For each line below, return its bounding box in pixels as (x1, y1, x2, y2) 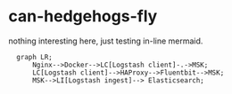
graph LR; (16, 52, 53, 61)
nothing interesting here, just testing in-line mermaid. (8, 35, 203, 46)
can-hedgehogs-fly (8, 6, 158, 27)
